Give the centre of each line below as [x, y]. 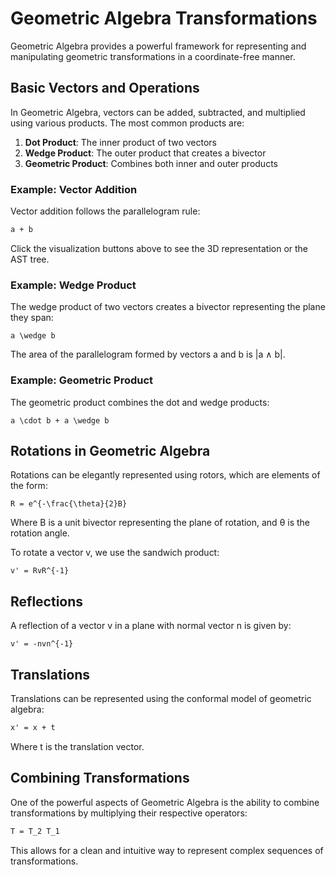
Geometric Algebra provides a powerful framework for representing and [158, 46]
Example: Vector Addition [74, 189]
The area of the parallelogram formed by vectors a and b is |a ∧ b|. [148, 354]
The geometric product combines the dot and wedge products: [140, 402]
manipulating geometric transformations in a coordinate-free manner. [153, 56]
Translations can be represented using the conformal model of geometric [161, 698]
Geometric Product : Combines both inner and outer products [151, 163]
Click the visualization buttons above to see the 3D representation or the [159, 248]
